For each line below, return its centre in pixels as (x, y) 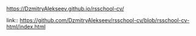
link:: (12, 20)
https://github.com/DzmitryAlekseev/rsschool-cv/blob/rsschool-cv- (104, 20)
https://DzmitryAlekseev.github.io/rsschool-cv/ (65, 9)
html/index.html (26, 27)
